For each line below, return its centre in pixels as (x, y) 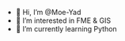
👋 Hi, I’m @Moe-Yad (48, 12)
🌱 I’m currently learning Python (66, 29)
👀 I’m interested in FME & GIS (63, 20)
